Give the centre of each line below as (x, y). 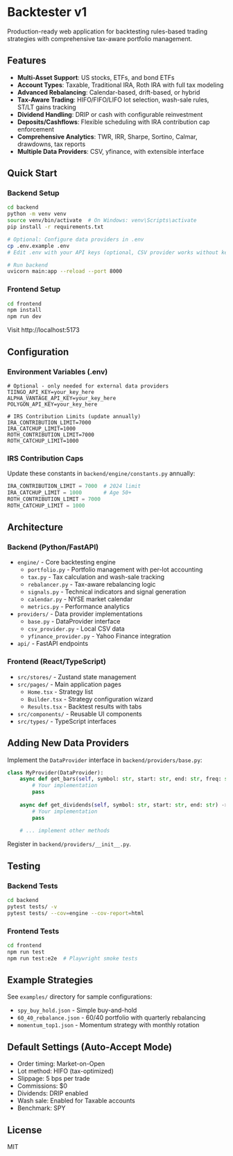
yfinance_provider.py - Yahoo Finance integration (99, 636)
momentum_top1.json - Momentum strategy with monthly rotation (108, 1025)
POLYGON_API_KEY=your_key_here (52, 404)
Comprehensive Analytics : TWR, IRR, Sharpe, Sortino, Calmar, (107, 136)
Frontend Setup (34, 290)
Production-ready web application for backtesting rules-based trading (107, 31)
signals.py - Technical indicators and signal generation (107, 592)
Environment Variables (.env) (58, 372)
